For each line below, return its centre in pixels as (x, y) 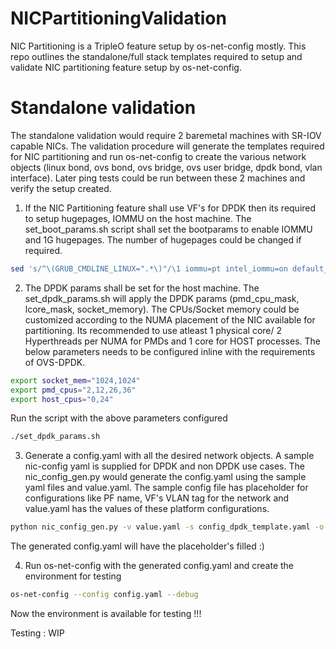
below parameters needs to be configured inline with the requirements (170, 351)
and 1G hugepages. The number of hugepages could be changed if (163, 239)
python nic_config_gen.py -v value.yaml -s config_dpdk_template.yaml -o (167, 527)
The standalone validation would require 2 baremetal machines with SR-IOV (166, 135)
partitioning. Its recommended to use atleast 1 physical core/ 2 (153, 330)
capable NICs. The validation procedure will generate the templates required (167, 146)
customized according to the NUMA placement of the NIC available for (170, 319)
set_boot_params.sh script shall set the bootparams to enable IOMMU (168, 229)
